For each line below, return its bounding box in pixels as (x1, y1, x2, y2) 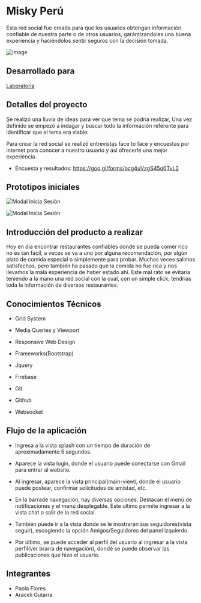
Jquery (14, 361, 33, 369)
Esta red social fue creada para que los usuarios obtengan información (6, 24, 182, 31)
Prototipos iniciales (6, 182, 80, 192)
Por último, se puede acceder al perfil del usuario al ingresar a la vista (14, 538, 188, 546)
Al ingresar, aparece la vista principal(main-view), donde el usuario (14, 478, 181, 485)
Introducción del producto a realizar (6, 227, 143, 237)
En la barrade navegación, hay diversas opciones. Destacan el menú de (14, 496, 192, 503)
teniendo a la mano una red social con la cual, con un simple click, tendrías (6, 275, 192, 283)
